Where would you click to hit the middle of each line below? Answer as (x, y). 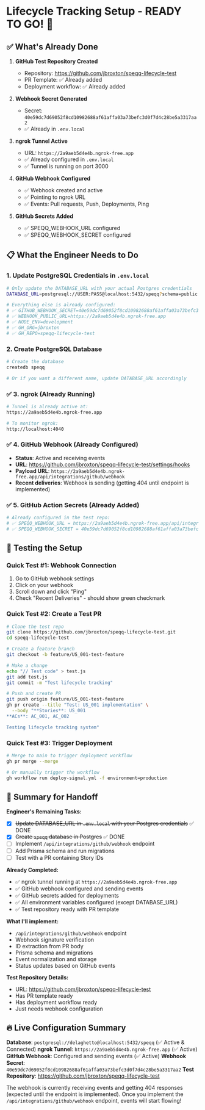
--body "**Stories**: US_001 (49, 711)
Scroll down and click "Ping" (51, 592)
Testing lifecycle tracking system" (53, 727)
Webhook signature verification (55, 939)
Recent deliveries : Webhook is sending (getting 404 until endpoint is (102, 483)
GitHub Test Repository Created (56, 61)
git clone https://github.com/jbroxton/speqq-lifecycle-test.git (91, 632)
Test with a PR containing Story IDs (59, 857)
